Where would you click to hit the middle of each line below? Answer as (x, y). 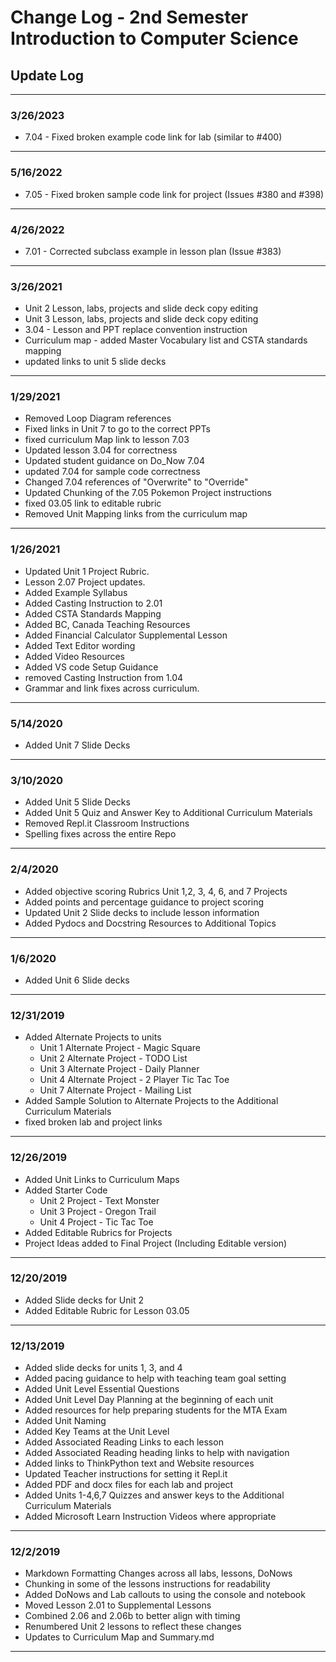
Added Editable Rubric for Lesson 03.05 (107, 1310)
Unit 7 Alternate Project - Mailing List (115, 1090)
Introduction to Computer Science (154, 38)
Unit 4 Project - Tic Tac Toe (96, 1222)
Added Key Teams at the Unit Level (97, 1432)
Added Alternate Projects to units (93, 1037)
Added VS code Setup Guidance (91, 667)
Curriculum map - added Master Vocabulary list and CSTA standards (166, 340)
